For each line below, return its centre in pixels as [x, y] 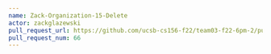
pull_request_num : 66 [45, 38]
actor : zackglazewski [45, 23]
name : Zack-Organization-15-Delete [68, 15]
